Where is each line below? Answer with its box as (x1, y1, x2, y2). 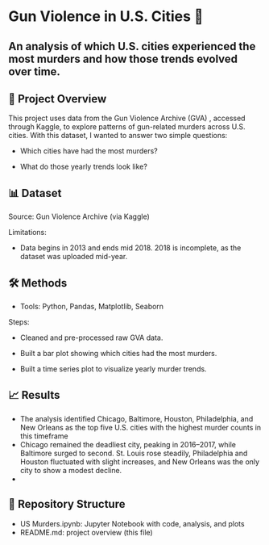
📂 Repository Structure (8, 497, 126, 511)
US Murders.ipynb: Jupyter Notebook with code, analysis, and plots (19, 518, 245, 528)
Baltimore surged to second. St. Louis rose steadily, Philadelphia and (19, 448, 248, 458)
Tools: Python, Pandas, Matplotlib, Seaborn (19, 302, 163, 312)
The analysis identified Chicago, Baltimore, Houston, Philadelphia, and (19, 413, 254, 423)
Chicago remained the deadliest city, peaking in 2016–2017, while (19, 439, 236, 449)
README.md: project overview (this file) (19, 527, 153, 537)
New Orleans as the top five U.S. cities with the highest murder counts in (19, 422, 262, 432)
